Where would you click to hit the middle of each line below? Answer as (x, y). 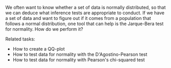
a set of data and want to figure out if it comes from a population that (78, 18)
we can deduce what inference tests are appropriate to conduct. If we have (85, 13)
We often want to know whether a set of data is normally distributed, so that (85, 7)
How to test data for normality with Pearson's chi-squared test (79, 60)
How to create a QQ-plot (39, 49)
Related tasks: (20, 39)
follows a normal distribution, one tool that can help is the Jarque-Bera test (84, 24)
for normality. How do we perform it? (44, 29)
